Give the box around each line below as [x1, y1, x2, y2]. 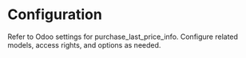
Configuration [7, 6, 103, 24]
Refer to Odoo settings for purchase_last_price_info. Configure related [7, 32, 239, 41]
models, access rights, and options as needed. [7, 40, 161, 49]
